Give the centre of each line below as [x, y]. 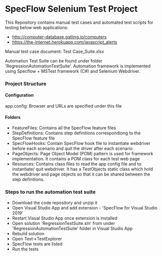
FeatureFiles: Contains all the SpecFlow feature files [64, 128]
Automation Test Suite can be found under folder [54, 61]
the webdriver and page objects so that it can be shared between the [81, 174]
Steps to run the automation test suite [50, 192]
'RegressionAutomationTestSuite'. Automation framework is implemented [78, 66]
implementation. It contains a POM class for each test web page [76, 159]
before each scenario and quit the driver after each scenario [72, 148]
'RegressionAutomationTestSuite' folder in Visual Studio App [72, 228]
